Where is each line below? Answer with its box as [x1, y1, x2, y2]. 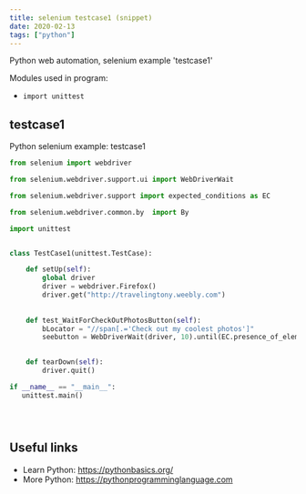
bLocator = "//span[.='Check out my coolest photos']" [42, 324, 255, 333]
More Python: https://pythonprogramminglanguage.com [22, 474, 234, 485]
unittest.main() [21, 390, 84, 400]
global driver [42, 274, 96, 283]
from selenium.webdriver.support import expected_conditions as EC [9, 191, 271, 200]
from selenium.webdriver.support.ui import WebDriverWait [9, 175, 234, 185]
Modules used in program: [9, 73, 108, 84]
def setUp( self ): [25, 265, 92, 274]
